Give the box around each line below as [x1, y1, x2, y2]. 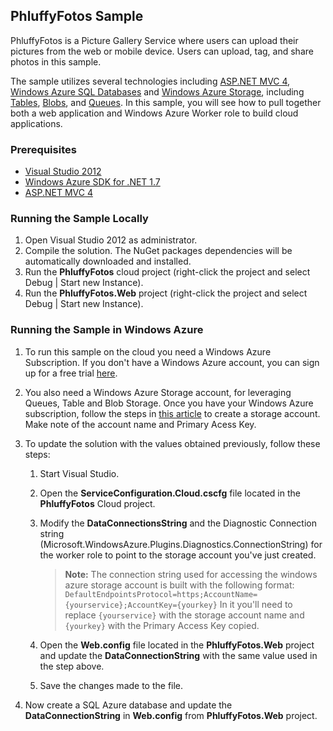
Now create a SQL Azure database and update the [24, 699, 233, 711]
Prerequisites [10, 142, 77, 156]
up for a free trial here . [24, 367, 118, 379]
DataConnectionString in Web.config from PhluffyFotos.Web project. [24, 709, 318, 721]
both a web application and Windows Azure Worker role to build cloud [10, 107, 299, 119]
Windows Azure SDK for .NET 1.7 [24, 176, 161, 188]
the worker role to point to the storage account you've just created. [39, 549, 317, 561]
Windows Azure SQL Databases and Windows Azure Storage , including [10, 85, 305, 98]
